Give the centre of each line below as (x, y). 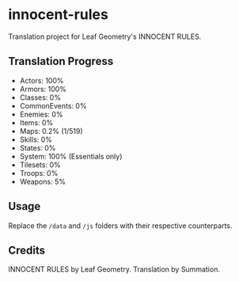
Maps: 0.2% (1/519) (51, 131)
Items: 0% (36, 122)
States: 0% (38, 147)
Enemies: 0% (41, 114)
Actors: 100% (42, 80)
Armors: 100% (43, 89)
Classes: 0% (40, 97)
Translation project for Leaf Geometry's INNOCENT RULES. (105, 36)
